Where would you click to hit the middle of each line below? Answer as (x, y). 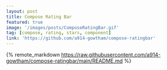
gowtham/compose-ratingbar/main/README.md (64, 61)
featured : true (25, 22)
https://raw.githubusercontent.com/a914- (111, 55)
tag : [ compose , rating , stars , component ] (59, 33)
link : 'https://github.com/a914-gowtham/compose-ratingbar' (81, 38)
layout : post (22, 11)
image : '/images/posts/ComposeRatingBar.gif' (62, 27)
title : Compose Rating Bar (39, 17)
